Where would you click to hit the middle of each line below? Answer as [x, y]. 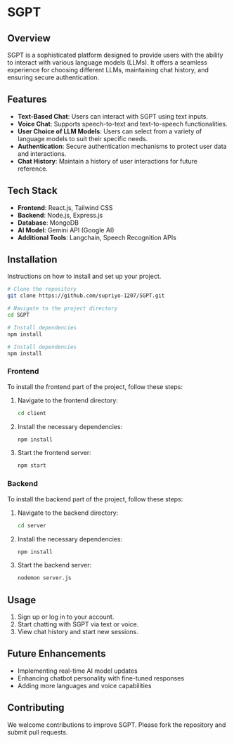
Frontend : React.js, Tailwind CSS [65, 207]
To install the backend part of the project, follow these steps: [95, 499]
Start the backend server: [54, 565]
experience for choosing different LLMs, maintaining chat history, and [108, 70]
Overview [29, 38]
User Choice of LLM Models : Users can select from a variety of [110, 131]
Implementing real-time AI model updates [78, 671]
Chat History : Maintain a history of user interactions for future [108, 161]
